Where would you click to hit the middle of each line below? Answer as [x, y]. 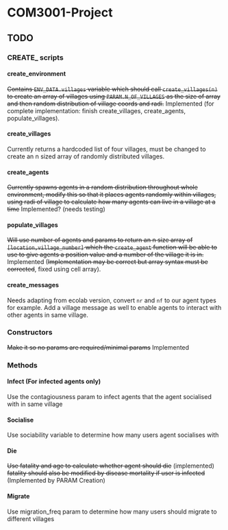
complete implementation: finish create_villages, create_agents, [97, 110]
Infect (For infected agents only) [54, 381]
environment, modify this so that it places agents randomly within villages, [112, 195]
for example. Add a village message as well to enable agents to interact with [114, 307]
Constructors [30, 333]
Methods [22, 365]
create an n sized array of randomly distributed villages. [86, 156]
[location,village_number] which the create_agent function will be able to [112, 248]
